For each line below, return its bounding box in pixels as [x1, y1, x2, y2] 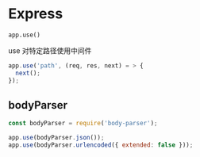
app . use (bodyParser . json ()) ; [8, 134, 105, 142]
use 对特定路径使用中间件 [8, 45, 92, 56]
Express [8, 5, 63, 23]
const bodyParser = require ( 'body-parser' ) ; [8, 120, 158, 128]
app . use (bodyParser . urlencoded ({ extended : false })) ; [8, 141, 194, 149]
